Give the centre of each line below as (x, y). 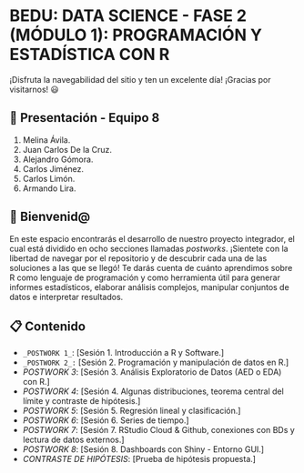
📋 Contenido (48, 326)
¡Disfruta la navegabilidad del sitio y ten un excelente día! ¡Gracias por (140, 79)
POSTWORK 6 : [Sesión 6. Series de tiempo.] (106, 420)
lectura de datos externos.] (73, 440)
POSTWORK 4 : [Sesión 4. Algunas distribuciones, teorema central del (153, 391)
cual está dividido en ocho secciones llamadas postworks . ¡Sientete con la (149, 248)
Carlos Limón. (49, 178)
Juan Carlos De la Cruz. (67, 149)
